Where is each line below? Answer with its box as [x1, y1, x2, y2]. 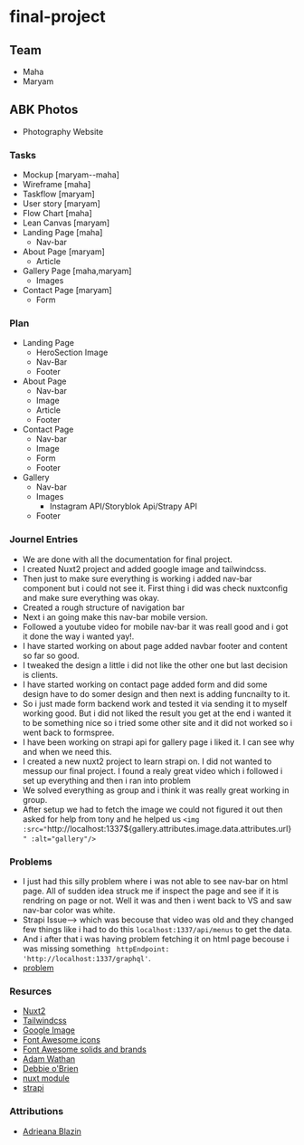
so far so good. [22, 650, 80, 661]
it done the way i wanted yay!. [22, 631, 135, 642]
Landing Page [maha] [22, 227, 103, 238]
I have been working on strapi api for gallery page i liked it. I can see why [22, 736, 295, 748]
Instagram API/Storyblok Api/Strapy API [49, 501, 197, 512]
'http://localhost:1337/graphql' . [22, 953, 151, 963]
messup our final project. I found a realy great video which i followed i [22, 765, 283, 776]
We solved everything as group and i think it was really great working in [22, 785, 290, 796]
